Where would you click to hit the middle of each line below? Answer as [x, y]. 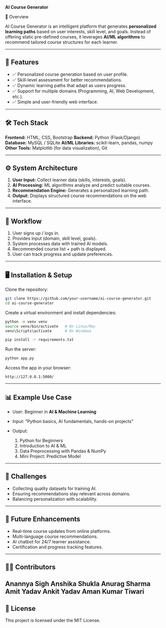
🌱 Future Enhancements [43, 519]
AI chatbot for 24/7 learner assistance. [52, 541]
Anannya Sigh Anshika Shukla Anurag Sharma [78, 584]
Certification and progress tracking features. [57, 547]
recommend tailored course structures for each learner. [62, 42]
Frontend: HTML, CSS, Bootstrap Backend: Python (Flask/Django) [73, 137]
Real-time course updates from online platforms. [62, 531]
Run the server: [21, 349]
